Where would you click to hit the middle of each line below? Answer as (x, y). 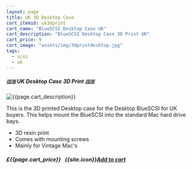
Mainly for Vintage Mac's (46, 146)
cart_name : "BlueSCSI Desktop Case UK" (56, 29)
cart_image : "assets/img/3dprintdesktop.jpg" (64, 46)
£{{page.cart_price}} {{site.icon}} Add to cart (66, 159)
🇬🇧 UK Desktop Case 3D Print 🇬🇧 (50, 81)
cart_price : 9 (24, 40)
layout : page (23, 12)
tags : (13, 51)
